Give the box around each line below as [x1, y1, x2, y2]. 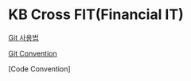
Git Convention [8, 48, 57, 58]
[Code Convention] [8, 64, 71, 73]
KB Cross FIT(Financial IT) [8, 6, 185, 24]
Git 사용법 [8, 33, 39, 42]
